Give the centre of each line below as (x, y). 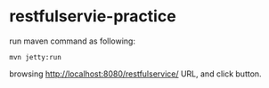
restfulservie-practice (93, 16)
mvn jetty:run (36, 57)
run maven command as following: (73, 41)
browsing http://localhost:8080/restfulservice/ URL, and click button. (135, 74)
